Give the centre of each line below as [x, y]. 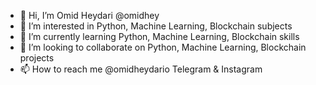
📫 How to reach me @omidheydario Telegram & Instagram [141, 69]
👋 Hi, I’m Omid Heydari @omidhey [89, 15]
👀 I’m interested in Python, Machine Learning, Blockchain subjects [156, 26]
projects [37, 58]
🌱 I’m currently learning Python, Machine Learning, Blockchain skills [159, 36]
